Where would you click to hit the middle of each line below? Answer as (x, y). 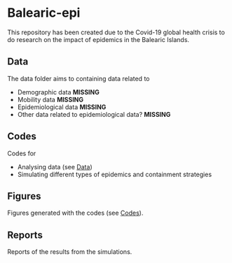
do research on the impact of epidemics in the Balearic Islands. (98, 39)
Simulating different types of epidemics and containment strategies (115, 174)
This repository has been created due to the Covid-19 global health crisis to (116, 32)
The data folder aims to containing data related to (79, 78)
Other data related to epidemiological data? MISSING (94, 114)
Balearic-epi (44, 13)
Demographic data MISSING (58, 92)
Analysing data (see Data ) (55, 166)
